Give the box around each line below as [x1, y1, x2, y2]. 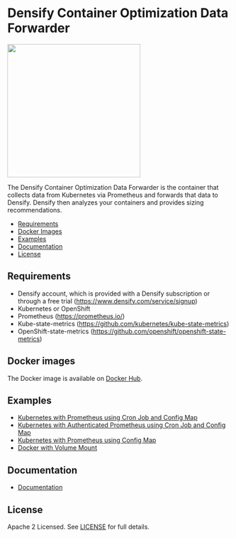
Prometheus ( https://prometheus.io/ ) [17, 311, 125, 321]
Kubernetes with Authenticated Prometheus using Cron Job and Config [17, 421, 226, 429]
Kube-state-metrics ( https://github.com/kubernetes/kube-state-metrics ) [17, 319, 230, 328]
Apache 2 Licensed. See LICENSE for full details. [7, 522, 150, 531]
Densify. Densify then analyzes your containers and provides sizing [7, 198, 204, 207]
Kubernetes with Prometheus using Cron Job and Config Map [17, 414, 198, 422]
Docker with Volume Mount [17, 443, 98, 452]
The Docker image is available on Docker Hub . [7, 374, 143, 382]
